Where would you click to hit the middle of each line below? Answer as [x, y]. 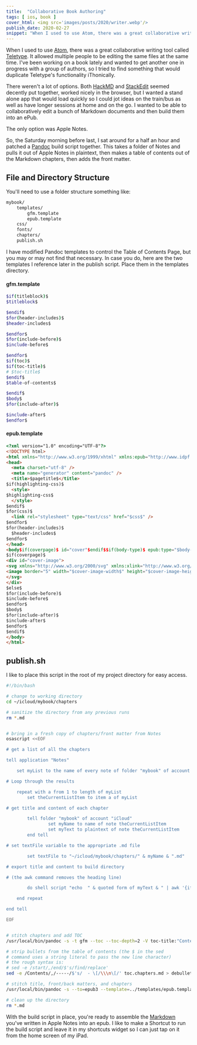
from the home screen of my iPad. [47, 1035]
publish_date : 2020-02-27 [38, 28]
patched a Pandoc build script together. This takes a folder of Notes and [93, 147]
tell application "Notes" [38, 760]
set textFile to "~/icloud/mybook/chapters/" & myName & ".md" [106, 856]
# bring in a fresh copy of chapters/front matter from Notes [84, 734]
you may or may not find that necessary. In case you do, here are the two [94, 258]
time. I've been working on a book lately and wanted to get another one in [95, 63]
